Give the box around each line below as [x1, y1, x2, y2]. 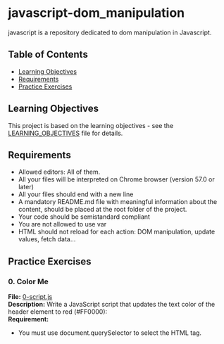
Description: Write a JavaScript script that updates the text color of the [8, 300, 216, 309]
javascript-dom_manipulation [8, 5, 185, 21]
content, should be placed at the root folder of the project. [18, 205, 187, 214]
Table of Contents [8, 49, 89, 60]
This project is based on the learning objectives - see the [8, 121, 174, 129]
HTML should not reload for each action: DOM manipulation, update [18, 227, 216, 236]
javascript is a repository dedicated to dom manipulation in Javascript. [8, 28, 212, 37]
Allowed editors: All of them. [18, 167, 101, 177]
